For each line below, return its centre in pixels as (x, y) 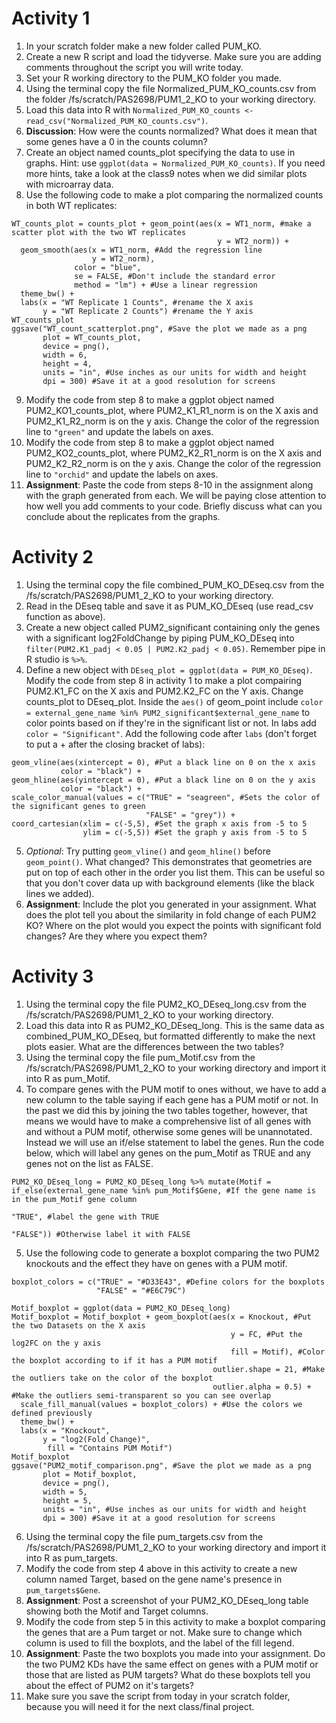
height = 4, (67, 363)
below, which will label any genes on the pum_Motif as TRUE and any (168, 1153)
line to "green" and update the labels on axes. (119, 431)
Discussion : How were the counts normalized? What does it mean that (171, 131)
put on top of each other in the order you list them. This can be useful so (175, 872)
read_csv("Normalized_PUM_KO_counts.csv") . (117, 120)
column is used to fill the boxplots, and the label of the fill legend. (160, 1643)
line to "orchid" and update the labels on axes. (122, 474)
